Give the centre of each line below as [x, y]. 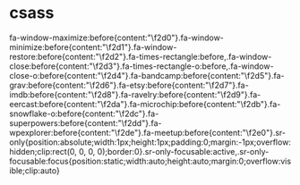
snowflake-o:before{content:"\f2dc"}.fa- [84, 114]
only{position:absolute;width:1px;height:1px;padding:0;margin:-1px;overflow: [150, 142]
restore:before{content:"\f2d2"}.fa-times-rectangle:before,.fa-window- [141, 56]
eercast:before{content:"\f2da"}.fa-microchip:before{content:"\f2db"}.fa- [145, 104]
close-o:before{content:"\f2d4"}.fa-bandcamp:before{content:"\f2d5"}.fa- [147, 75]
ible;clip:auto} [34, 170]
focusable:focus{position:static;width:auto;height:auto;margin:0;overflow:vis [150, 161]
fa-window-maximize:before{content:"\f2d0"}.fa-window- [116, 38]
